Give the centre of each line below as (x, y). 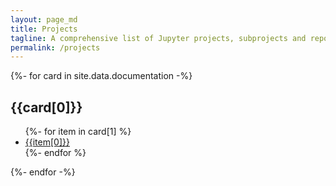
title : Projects (44, 29)
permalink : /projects (55, 47)
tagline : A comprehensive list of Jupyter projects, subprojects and (158, 38)
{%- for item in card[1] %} (78, 132)
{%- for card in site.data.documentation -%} (101, 76)
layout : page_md (44, 19)
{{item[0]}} (47, 142)
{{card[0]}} (46, 107)
